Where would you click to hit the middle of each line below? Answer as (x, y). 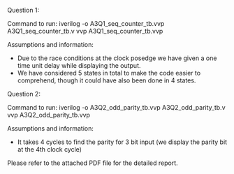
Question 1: (23, 10)
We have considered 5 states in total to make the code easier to (109, 73)
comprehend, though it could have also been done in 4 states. (107, 80)
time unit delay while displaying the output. (79, 65)
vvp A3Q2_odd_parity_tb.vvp (49, 115)
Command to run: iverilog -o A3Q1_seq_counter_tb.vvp (86, 23)
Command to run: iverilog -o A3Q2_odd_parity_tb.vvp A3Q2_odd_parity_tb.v (116, 107)
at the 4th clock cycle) (50, 149)
